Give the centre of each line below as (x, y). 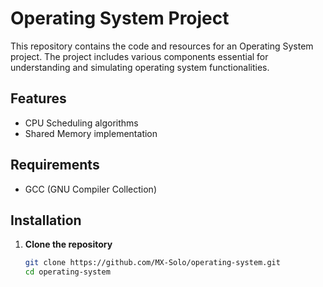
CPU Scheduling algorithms (81, 123)
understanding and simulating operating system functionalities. (140, 67)
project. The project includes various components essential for (139, 56)
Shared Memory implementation (91, 133)
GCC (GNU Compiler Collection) (91, 189)
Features (38, 98)
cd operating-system (67, 272)
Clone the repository (68, 244)
